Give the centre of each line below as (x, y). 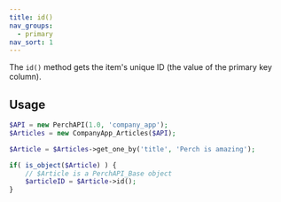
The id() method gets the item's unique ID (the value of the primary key (141, 67)
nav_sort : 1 (31, 42)
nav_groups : (31, 26)
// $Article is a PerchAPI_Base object (99, 174)
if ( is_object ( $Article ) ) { (63, 165)
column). (25, 77)
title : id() (31, 17)
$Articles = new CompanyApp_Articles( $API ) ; (93, 133)
